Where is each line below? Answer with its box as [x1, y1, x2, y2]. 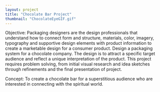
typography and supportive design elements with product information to [5, 40, 152, 46]
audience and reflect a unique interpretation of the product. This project [5, 56, 152, 62]
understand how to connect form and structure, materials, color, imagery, [5, 35, 155, 41]
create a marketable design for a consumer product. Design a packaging [5, 45, 153, 52]
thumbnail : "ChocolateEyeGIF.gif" [5, 16, 77, 21]
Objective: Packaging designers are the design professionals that [5, 30, 138, 36]
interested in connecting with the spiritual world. [5, 81, 104, 87]
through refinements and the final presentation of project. [5, 66, 122, 72]
